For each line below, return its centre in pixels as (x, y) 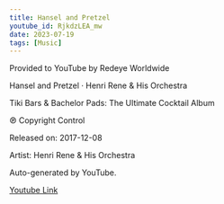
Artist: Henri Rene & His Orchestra (72, 155)
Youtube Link (34, 191)
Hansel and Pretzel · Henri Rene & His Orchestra (99, 85)
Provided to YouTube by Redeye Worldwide (90, 68)
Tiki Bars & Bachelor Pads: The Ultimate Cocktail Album (112, 103)
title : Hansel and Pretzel (60, 18)
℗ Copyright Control (47, 120)
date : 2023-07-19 (42, 34)
